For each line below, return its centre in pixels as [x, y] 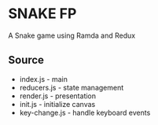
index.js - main [44, 79]
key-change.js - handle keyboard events [85, 112]
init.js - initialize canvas [57, 104]
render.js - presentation [58, 96]
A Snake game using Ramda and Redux [72, 35]
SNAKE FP [42, 14]
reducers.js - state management [72, 87]
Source [26, 60]
